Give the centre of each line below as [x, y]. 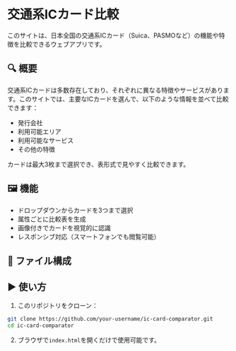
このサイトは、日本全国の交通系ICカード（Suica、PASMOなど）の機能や [113, 35]
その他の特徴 [36, 149]
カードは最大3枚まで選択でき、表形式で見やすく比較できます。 [99, 164]
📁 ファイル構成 [40, 261]
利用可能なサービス [46, 140]
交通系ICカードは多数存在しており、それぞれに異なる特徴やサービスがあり [116, 90]
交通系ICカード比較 [63, 14]
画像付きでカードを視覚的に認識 [64, 227]
